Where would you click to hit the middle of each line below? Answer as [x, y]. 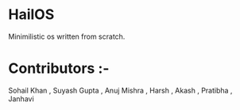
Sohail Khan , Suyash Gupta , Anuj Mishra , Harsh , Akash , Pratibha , [120, 90]
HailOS [31, 15]
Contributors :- [59, 68]
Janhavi [21, 99]
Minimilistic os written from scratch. [67, 36]
